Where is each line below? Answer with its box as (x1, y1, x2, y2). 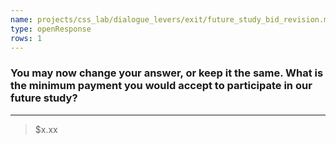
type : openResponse (10, 24, 92, 34)
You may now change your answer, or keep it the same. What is (10, 66, 324, 80)
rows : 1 (10, 33, 43, 43)
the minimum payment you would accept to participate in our (10, 79, 313, 93)
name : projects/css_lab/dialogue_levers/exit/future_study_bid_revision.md (10, 14, 333, 25)
